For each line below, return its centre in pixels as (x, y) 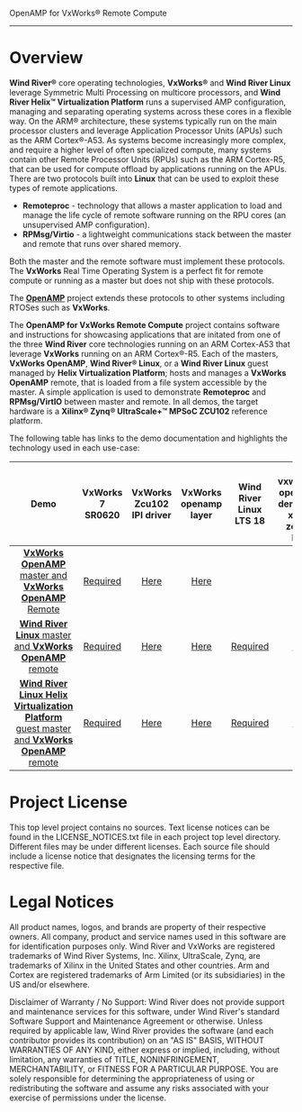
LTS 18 (250, 520)
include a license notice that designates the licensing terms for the (133, 856)
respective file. (37, 865)
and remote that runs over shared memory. (102, 243)
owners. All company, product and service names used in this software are (148, 936)
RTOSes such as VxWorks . (60, 307)
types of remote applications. (64, 187)
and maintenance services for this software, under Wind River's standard (145, 1011)
